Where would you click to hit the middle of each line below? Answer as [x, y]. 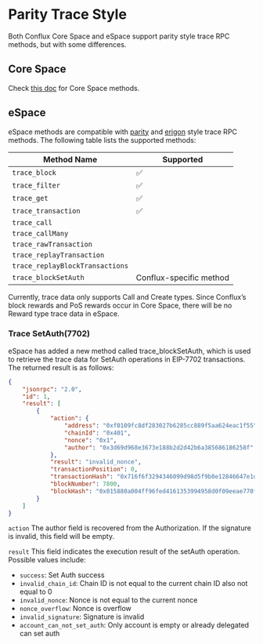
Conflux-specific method [182, 278]
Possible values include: [47, 560]
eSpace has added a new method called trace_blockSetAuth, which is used [130, 351]
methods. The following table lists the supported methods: [102, 140]
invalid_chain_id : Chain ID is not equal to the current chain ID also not [133, 584]
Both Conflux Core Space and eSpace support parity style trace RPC [119, 36]
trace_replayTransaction [58, 255]
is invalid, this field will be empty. [61, 537]
